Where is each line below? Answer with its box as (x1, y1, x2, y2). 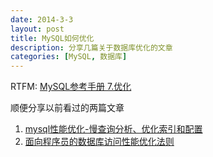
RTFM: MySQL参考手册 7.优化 (10, 81, 132, 93)
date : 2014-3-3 (10, 14, 74, 25)
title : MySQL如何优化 (10, 33, 95, 43)
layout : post (10, 24, 65, 34)
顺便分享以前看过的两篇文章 (10, 102, 125, 114)
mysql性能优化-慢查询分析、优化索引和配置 (24, 123, 203, 135)
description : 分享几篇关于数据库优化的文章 (10, 42, 173, 53)
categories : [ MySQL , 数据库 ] (10, 52, 128, 62)
